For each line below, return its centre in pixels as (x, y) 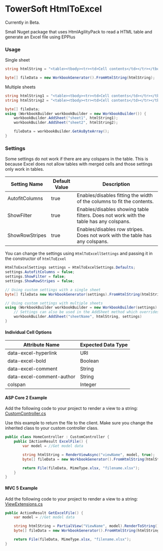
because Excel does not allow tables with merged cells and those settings (79, 164)
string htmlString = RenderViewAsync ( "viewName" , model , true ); (89, 454)
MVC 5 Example (21, 488)
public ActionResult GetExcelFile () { (44, 513)
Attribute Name (41, 345)
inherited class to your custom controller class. (52, 428)
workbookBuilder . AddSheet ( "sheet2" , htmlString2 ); (66, 123)
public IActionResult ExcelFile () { (51, 442)
